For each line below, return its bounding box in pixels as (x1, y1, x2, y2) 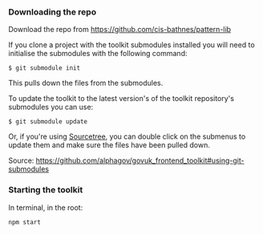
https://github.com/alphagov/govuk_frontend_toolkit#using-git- (35, 155, 245, 166)
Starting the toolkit (8, 184, 83, 196)
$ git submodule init (8, 64, 81, 72)
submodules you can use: (8, 103, 94, 112)
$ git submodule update (8, 118, 88, 126)
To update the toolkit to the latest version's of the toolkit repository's (8, 94, 235, 103)
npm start (8, 218, 42, 226)
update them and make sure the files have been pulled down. (8, 140, 211, 150)
